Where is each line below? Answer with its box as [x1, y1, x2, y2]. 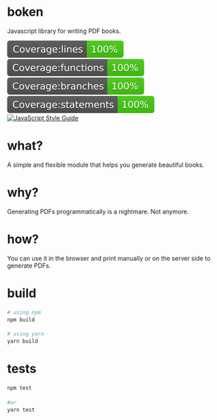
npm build [7, 316, 36, 323]
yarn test [7, 406, 36, 413]
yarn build [7, 338, 38, 345]
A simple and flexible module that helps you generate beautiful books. [7, 161, 205, 169]
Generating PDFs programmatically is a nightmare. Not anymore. [7, 207, 190, 215]
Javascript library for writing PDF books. [7, 27, 121, 35]
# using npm [7, 309, 41, 316]
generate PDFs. [7, 261, 51, 270]
